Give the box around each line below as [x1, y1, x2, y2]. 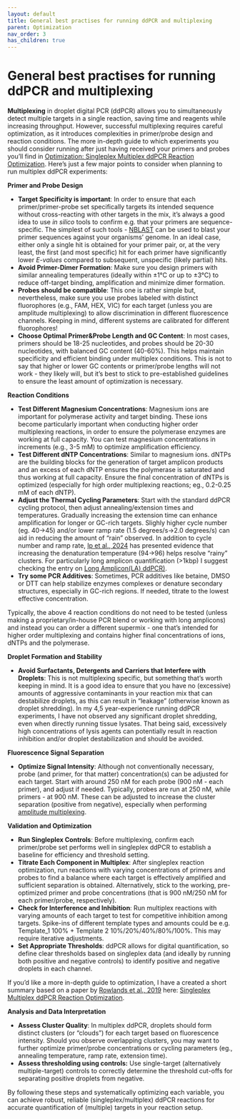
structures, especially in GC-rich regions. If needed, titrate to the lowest [17, 587, 229, 596]
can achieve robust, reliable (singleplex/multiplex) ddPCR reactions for [7, 1095, 215, 1104]
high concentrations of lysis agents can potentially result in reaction [17, 727, 218, 736]
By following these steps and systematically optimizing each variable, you [7, 1088, 225, 1097]
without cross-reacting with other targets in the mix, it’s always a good [17, 210, 225, 219]
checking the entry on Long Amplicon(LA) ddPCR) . [17, 564, 168, 573]
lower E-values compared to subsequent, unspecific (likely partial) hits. [17, 256, 228, 264]
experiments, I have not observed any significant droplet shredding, [17, 712, 218, 721]
